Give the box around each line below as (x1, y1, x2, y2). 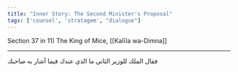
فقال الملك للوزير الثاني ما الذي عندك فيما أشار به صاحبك (7, 56, 158, 65)
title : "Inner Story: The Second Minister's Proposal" (7, 10, 173, 18)
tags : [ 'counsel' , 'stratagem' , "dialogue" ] (7, 17, 141, 24)
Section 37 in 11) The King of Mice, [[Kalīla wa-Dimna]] (7, 36, 168, 44)
